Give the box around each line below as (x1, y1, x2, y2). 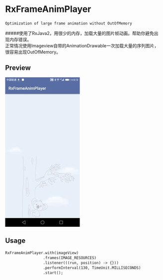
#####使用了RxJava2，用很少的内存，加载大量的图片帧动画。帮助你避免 (5, 30, 154, 36)
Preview (5, 64, 31, 72)
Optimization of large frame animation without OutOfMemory (5, 21, 133, 26)
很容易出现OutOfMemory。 (5, 49, 61, 55)
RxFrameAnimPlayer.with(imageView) (5, 250, 79, 255)
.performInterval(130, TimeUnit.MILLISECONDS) (43, 265, 141, 270)
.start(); (43, 270, 64, 275)
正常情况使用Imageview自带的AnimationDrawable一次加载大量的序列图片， (5, 42, 159, 48)
